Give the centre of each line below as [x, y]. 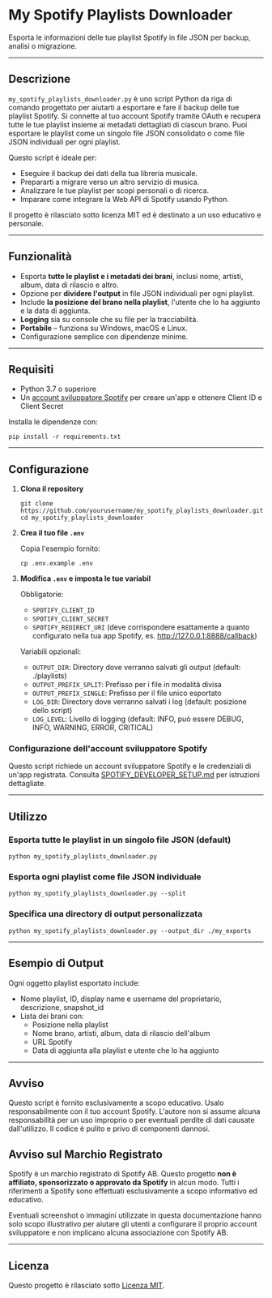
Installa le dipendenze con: [53, 422]
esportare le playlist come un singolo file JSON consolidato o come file [127, 133]
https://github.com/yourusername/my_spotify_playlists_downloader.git [142, 511]
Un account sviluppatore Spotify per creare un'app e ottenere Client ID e [141, 398]
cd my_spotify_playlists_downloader [82, 518]
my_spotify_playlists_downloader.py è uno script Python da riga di [120, 98]
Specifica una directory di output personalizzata [106, 914]
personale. [26, 223]
